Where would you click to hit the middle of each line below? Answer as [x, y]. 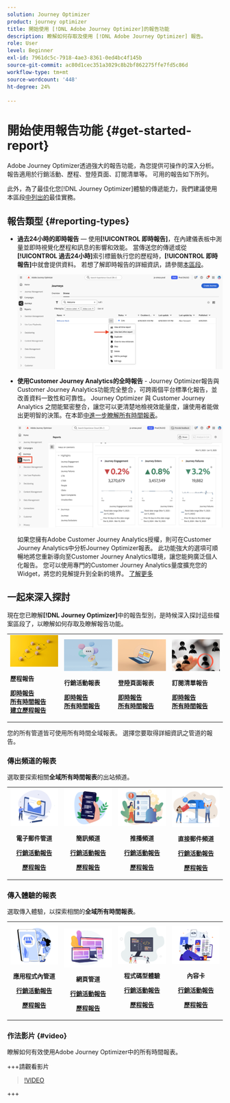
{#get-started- [149, 131]
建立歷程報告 [28, 710]
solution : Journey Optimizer [49, 14]
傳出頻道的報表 [32, 760]
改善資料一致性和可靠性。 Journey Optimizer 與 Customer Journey [111, 398]
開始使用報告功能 [55, 131]
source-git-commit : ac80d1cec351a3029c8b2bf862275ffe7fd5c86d [98, 65]
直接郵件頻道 [196, 839]
